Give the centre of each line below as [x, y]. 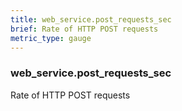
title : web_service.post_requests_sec [91, 19]
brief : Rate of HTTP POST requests [84, 29]
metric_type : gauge [51, 38]
